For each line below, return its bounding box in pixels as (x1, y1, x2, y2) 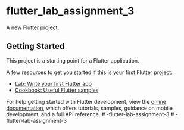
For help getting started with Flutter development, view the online (6, 98, 167, 105)
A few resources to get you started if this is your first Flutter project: (6, 69, 173, 76)
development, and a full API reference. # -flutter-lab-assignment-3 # (6, 110, 174, 117)
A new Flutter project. (6, 24, 60, 31)
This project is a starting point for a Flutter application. (6, 57, 139, 64)
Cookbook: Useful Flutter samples (14, 86, 99, 94)
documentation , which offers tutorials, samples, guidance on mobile (6, 104, 173, 112)
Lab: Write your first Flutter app (14, 80, 92, 87)
